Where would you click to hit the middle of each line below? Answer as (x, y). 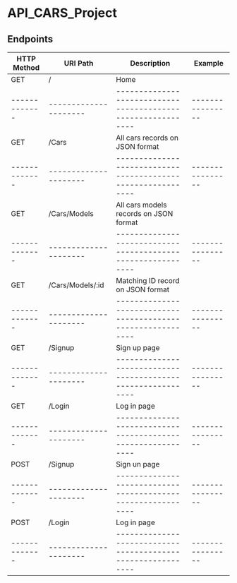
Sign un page (138, 464)
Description (150, 63)
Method (26, 67)
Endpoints (30, 39)
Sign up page (138, 348)
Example (208, 63)
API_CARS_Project (62, 13)
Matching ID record (148, 281)
